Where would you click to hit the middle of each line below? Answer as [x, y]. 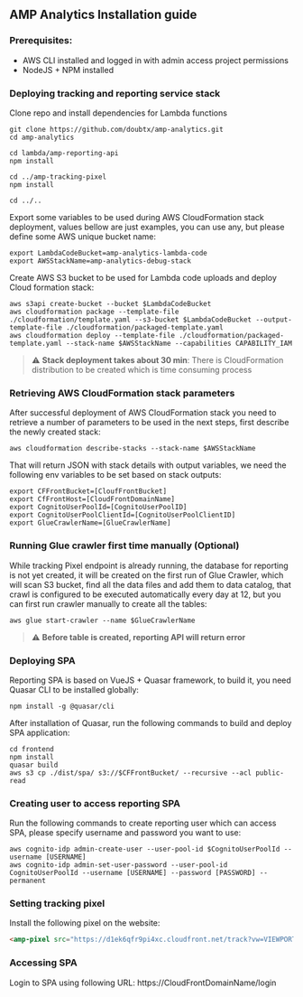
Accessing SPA [44, 963]
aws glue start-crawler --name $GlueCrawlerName [102, 620]
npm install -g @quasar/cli [62, 706]
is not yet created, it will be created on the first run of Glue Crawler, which [147, 575]
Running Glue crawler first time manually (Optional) [124, 545]
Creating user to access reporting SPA [95, 803]
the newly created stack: [55, 432]
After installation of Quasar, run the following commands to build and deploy [151, 722]
